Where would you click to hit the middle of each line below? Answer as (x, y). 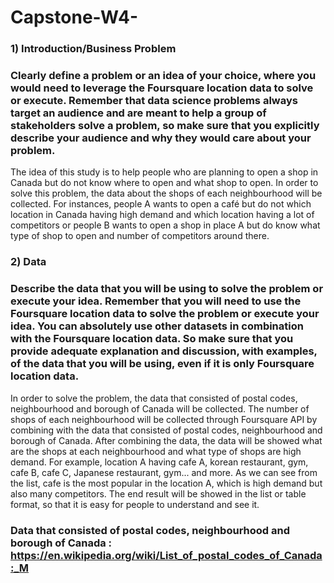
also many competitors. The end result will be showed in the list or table (158, 493)
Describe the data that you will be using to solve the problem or (167, 289)
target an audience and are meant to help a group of (138, 113)
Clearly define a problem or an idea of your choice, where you (163, 76)
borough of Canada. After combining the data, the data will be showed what (166, 440)
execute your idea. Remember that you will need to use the (156, 301)
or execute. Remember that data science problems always (154, 101)
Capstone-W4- (74, 17)
